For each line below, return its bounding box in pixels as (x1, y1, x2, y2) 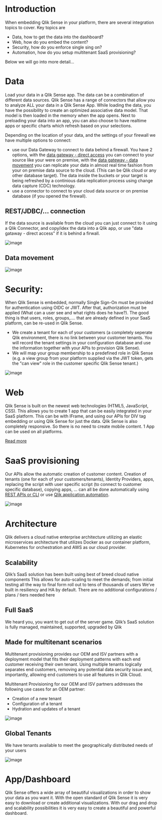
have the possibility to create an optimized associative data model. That (5, 107, 148, 113)
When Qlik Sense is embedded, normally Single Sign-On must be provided (5, 300, 153, 305)
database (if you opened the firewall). (12, 193, 87, 199)
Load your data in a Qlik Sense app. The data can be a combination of (5, 92, 144, 97)
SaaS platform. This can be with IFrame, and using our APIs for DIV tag (5, 413, 146, 419)
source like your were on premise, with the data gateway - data (12, 157, 138, 163)
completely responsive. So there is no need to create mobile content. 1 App (5, 423, 155, 430)
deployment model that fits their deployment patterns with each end (5, 656, 141, 662)
